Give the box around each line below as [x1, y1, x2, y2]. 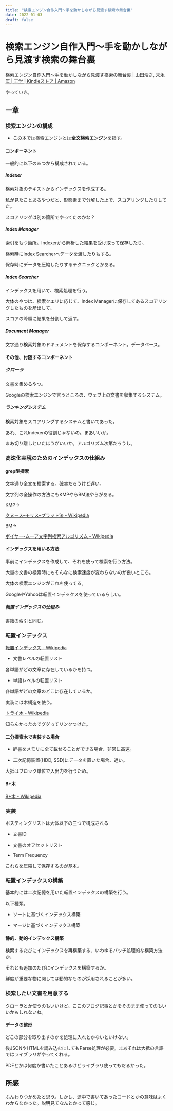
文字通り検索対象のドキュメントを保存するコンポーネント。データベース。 [5, 342, 163, 348]
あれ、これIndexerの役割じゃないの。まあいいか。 [5, 429, 111, 435]
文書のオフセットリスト [12, 841, 63, 848]
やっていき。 [5, 89, 32, 95]
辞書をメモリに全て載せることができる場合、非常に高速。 [12, 746, 134, 752]
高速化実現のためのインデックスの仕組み [5, 454, 105, 461]
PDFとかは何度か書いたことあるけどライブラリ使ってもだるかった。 [5, 1062, 149, 1068]
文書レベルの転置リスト [12, 655, 63, 661]
